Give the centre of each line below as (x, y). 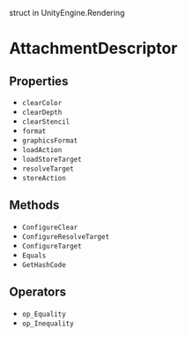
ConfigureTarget (52, 246)
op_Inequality (48, 323)
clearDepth (42, 112)
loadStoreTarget (52, 159)
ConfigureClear (50, 227)
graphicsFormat (50, 141)
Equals (34, 256)
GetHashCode (44, 264)
